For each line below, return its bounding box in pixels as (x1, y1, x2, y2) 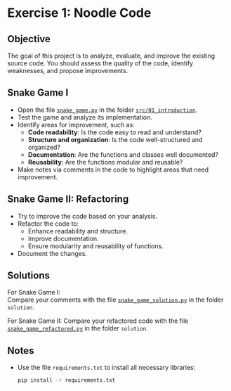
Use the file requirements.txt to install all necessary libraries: (17, 364, 196, 372)
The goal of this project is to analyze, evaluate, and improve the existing (7, 51, 216, 60)
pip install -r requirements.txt (17, 377, 116, 384)
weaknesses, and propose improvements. (7, 67, 128, 75)
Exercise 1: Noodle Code (7, 5, 152, 21)
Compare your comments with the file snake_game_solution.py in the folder (7, 295, 224, 304)
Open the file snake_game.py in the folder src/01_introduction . (17, 105, 198, 114)
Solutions (7, 269, 51, 282)
